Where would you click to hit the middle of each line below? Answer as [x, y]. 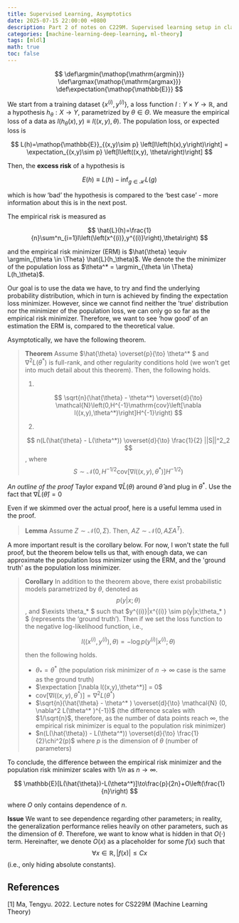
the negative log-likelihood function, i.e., [84, 626]
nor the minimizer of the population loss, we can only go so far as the [109, 311]
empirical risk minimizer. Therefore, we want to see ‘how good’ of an [108, 318]
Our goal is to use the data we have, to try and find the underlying [104, 288]
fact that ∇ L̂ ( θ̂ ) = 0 [35, 494]
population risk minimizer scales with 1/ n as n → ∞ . [83, 770]
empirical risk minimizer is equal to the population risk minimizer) [131, 726]
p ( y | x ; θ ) [128, 600]
